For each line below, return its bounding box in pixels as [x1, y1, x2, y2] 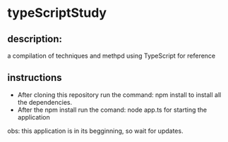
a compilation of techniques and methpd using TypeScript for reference [7, 51, 216, 60]
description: [7, 33, 62, 45]
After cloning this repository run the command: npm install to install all [17, 90, 222, 99]
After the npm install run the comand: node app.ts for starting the [17, 105, 207, 114]
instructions [7, 72, 62, 84]
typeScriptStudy [7, 5, 107, 21]
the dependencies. [17, 98, 73, 106]
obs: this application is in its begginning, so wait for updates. [7, 127, 184, 135]
